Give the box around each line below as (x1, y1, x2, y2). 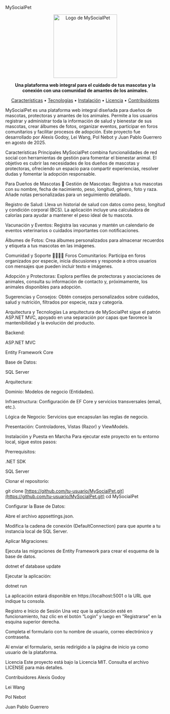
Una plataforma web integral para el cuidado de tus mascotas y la (15, 82, 156, 88)
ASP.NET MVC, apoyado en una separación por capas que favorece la (5, 314, 152, 320)
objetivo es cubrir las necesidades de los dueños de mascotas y (5, 160, 140, 166)
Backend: (5, 330, 25, 336)
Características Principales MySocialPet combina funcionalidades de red (5, 149, 157, 155)
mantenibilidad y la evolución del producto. (5, 320, 95, 326)
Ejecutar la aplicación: (5, 573, 52, 579)
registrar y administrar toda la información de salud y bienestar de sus (5, 118, 152, 124)
